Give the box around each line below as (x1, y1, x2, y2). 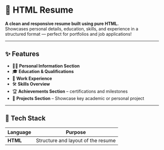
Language (7, 128, 32, 135)
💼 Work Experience (12, 75, 52, 81)
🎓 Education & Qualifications (12, 68, 74, 74)
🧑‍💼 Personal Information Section (12, 63, 80, 69)
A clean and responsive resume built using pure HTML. (5, 21, 119, 26)
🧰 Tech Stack (5, 114, 46, 123)
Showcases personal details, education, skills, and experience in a (5, 25, 138, 31)
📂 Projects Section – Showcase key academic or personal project (12, 95, 144, 101)
